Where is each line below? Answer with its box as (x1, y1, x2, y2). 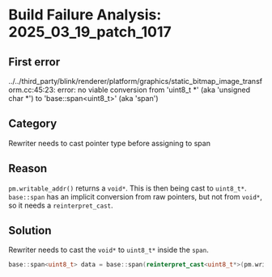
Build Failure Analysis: (8, 6, 162, 24)
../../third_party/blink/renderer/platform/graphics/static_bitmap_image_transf (8, 77, 263, 86)
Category (8, 117, 57, 131)
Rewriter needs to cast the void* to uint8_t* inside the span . (8, 245, 209, 255)
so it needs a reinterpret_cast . (8, 200, 113, 210)
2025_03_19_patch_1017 (8, 23, 172, 41)
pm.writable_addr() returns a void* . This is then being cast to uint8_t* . (8, 183, 247, 193)
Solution (8, 224, 52, 237)
